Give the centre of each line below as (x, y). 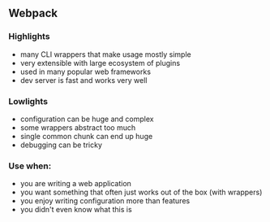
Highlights (29, 37)
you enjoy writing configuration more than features (105, 201)
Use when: (30, 166)
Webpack (33, 13)
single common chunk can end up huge (86, 136)
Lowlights (28, 101)
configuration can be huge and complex (87, 119)
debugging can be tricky (61, 145)
